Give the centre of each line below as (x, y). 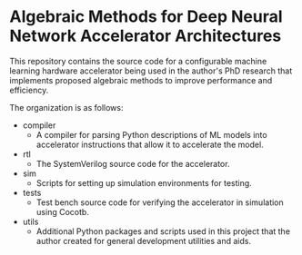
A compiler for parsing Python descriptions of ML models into (151, 134)
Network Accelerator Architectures (146, 36)
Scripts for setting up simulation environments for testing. (144, 182)
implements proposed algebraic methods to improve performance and (141, 80)
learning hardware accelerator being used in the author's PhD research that (151, 71)
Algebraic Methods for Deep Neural (146, 17)
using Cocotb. (62, 211)
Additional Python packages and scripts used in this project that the (163, 231)
